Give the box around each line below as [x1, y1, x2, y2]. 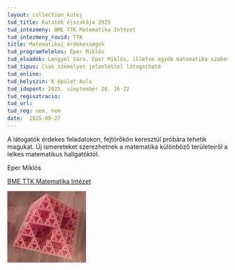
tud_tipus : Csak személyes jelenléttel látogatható [7, 63, 161, 70]
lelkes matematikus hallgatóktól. [7, 149, 100, 158]
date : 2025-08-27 [7, 115, 61, 122]
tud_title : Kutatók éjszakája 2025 [7, 18, 111, 26]
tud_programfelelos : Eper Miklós [7, 48, 105, 55]
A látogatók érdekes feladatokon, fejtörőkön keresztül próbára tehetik [7, 135, 207, 143]
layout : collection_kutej [7, 11, 83, 18]
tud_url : [7, 100, 33, 107]
